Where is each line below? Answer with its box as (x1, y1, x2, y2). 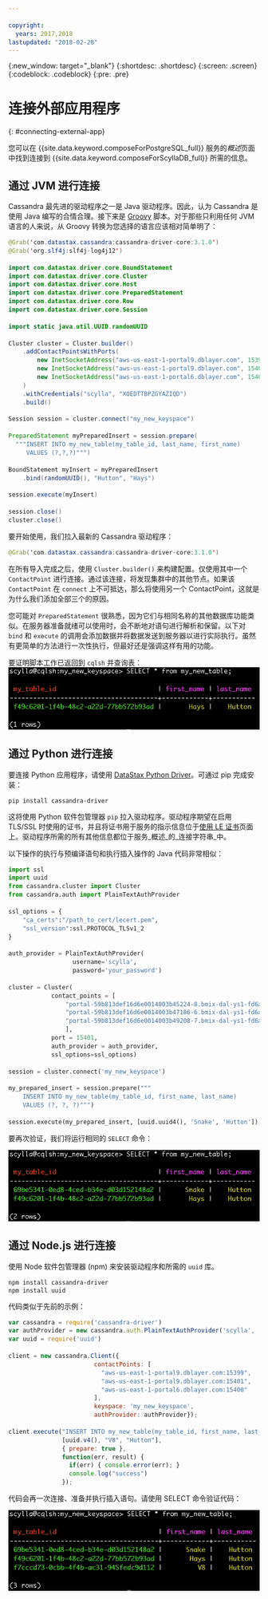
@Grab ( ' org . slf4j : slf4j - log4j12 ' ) (8, 247, 124, 255)
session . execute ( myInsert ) (8, 491, 98, 499)
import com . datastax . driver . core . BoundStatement (8, 263, 173, 271)
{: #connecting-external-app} (8, 127, 105, 136)
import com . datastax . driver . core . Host (8, 280, 137, 289)
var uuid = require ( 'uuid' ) (8, 1335, 102, 1344)
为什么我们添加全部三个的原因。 (8, 594, 113, 603)
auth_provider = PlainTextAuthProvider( (8, 950, 145, 957)
